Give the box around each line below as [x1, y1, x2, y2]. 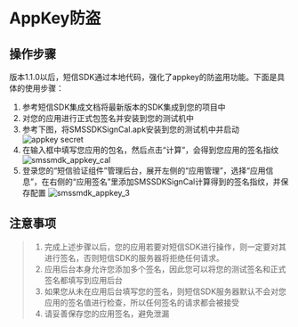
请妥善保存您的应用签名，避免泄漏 [44, 308, 170, 319]
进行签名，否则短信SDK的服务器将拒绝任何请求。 [44, 252, 225, 263]
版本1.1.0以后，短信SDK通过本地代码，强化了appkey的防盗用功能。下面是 [9, 72, 278, 82]
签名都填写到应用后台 [44, 274, 123, 285]
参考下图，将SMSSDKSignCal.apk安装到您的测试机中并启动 [21, 124, 240, 135]
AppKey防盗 [9, 8, 101, 29]
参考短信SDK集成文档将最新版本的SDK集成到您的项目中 [21, 102, 226, 112]
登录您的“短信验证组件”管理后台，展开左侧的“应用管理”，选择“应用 [21, 166, 266, 176]
